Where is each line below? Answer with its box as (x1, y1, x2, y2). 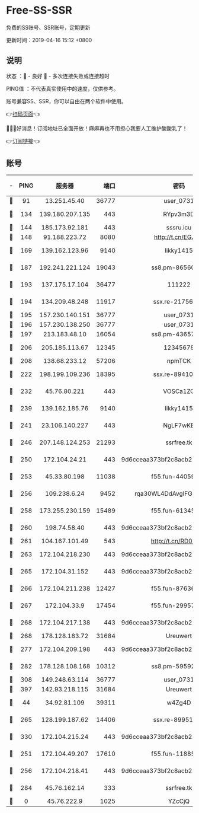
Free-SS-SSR (6, 4, 72, 17)
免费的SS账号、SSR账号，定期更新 (6, 24, 91, 31)
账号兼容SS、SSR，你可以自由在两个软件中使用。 (6, 97, 127, 104)
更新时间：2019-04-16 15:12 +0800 (6, 36, 92, 43)
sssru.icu (166, 223, 192, 231)
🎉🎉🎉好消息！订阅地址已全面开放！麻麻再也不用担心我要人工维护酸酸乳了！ (6, 125, 188, 132)
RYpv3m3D (162, 210, 195, 218)
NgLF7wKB (162, 421, 195, 429)
